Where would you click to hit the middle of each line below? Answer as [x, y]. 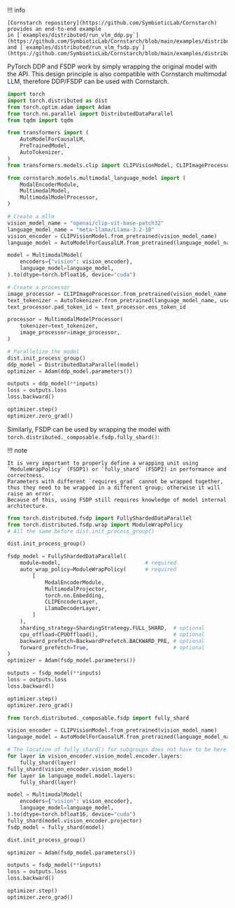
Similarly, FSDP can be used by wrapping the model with [89, 429]
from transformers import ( [48, 133]
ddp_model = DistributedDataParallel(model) [73, 364]
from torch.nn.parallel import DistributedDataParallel [90, 114]
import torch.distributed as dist [58, 101]
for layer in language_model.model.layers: [72, 776]
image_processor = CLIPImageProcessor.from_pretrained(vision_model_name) [119, 294]
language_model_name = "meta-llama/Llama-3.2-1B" [81, 229]
